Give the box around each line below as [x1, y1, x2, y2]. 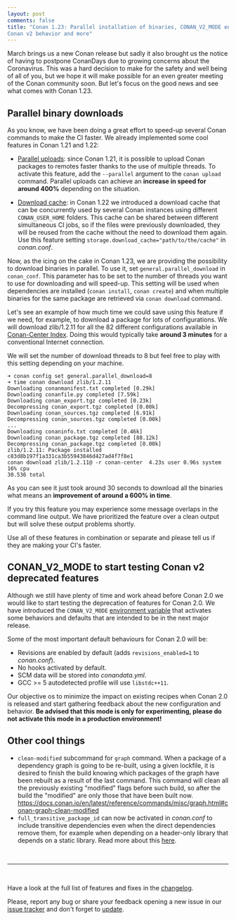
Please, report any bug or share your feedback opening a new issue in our [7, 897, 222, 906]
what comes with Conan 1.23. [7, 87, 93, 95]
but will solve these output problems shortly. [7, 520, 136, 529]
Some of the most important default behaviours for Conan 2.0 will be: [7, 634, 208, 643]
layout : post [7, 10, 46, 18]
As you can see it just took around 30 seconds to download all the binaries [7, 484, 223, 492]
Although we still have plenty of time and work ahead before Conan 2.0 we [7, 591, 224, 599]
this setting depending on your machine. [7, 359, 124, 367]
